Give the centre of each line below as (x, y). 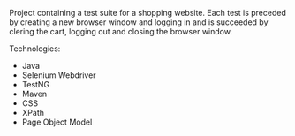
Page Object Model (57, 122)
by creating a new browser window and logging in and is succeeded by (139, 22)
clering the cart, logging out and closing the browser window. (121, 31)
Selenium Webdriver (59, 75)
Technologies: (35, 49)
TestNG (36, 84)
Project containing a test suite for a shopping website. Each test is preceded (148, 13)
